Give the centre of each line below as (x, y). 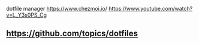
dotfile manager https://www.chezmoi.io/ (57, 9)
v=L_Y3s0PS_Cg (26, 15)
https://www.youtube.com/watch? (151, 9)
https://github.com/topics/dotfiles (72, 34)
